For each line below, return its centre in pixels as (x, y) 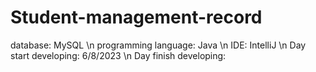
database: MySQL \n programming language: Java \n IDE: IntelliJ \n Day (158, 45)
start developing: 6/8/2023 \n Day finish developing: (118, 55)
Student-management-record (136, 17)
